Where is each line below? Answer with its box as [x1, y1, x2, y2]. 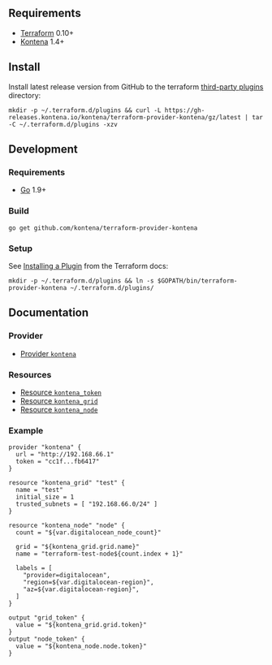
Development [8, 142, 79, 157]
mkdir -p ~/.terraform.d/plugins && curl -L [8, 106, 162, 114]
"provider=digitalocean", [23, 572, 111, 580]
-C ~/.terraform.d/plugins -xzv [8, 120, 118, 128]
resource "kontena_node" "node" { [8, 521, 126, 530]
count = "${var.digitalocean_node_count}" [15, 529, 162, 537]
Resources [8, 369, 52, 380]
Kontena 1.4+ [19, 37, 65, 46]
